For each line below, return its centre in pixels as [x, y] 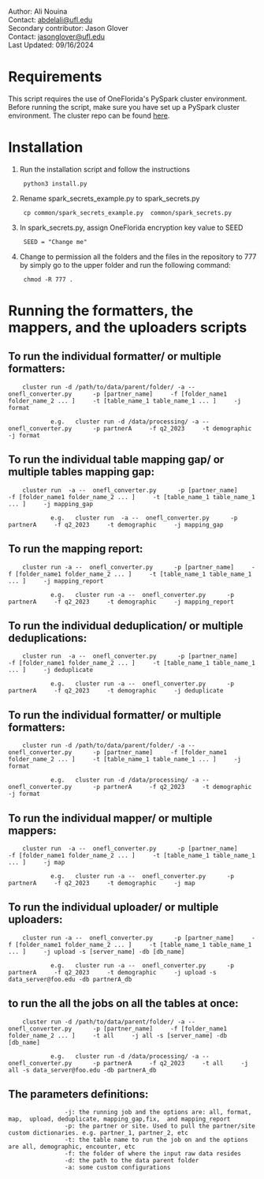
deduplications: [48, 638]
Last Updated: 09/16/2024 [51, 45]
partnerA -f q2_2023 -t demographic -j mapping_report [121, 602]
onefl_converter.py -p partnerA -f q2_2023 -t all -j [128, 1063]
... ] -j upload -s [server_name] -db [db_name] [97, 952]
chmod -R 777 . [48, 280]
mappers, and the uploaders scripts [128, 328]
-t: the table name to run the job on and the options [156, 1140]
